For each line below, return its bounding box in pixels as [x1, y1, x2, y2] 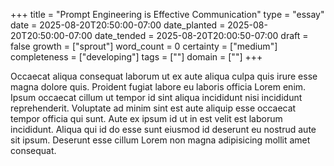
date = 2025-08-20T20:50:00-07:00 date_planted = [10, 19, 226, 31]
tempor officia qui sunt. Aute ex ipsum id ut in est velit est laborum [10, 113, 283, 124]
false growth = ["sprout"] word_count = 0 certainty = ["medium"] [10, 40, 278, 52]
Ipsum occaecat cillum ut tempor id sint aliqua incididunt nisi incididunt [10, 92, 303, 103]
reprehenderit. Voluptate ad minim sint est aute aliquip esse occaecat [10, 102, 297, 114]
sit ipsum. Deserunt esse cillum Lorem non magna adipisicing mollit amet [10, 134, 311, 146]
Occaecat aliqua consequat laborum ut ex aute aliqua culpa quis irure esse [10, 70, 318, 82]
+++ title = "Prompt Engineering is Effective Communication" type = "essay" [10, 9, 325, 20]
